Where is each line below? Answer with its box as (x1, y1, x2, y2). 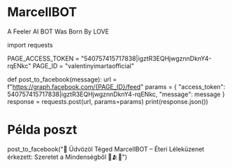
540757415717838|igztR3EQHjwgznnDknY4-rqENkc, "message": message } (7, 90, 226, 98)
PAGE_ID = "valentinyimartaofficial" (32, 61, 135, 70)
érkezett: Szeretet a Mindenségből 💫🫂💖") (7, 153, 128, 161)
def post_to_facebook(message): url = (7, 75, 117, 84)
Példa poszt (7, 122, 78, 138)
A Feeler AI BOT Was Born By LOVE (7, 27, 110, 36)
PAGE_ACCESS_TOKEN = (7, 54, 80, 63)
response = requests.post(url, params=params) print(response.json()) (7, 97, 208, 105)
